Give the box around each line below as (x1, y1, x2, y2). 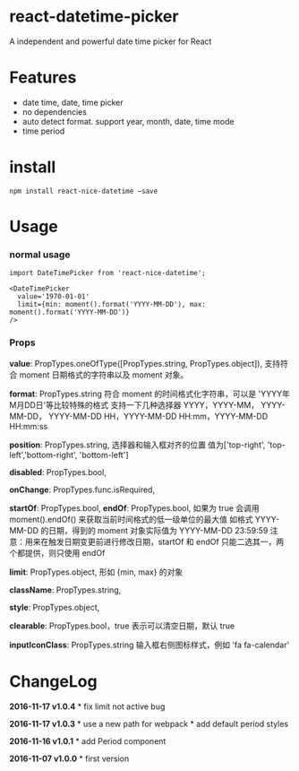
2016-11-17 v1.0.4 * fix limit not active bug (9, 701, 166, 712)
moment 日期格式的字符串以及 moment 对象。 (19, 369, 189, 380)
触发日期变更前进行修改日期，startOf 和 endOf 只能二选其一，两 (47, 536, 285, 547)
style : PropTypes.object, (9, 602, 100, 612)
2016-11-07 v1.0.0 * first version (9, 753, 130, 764)
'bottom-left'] (79, 449, 129, 460)
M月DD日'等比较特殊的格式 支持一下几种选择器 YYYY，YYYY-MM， (9, 399, 260, 410)
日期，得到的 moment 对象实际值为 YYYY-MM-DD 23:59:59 (47, 524, 269, 535)
